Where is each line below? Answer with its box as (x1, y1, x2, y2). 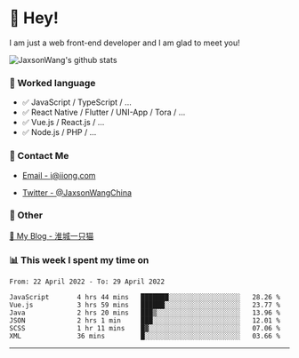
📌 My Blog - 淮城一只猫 (9, 230, 94, 241)
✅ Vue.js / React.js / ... (21, 117, 105, 128)
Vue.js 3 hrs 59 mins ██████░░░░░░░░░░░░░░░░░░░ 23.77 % (9, 301, 280, 310)
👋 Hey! (9, 8, 60, 28)
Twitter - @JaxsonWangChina (21, 187, 132, 198)
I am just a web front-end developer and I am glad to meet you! (9, 37, 240, 48)
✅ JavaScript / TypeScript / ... (21, 97, 132, 107)
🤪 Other (9, 209, 43, 221)
